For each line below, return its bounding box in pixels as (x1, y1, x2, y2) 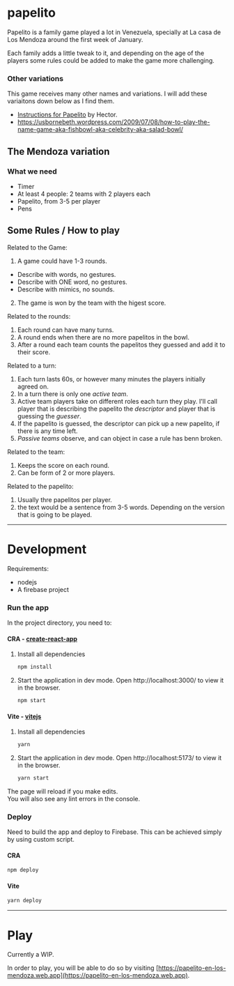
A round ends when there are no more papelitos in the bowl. (17, 333, 190, 341)
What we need (7, 166, 57, 176)
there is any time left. (17, 427, 78, 435)
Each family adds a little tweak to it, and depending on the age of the (7, 49, 205, 57)
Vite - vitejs (7, 712, 42, 720)
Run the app (7, 602, 49, 612)
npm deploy (7, 867, 39, 874)
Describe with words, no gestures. (17, 270, 116, 278)
